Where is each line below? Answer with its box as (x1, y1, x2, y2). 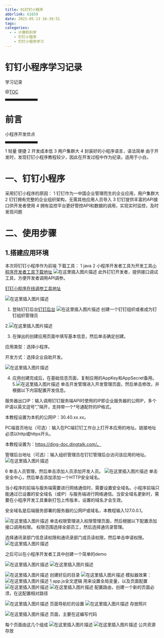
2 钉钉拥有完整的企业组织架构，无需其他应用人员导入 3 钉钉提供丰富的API (5, 196, 154, 202)
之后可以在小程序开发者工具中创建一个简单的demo (5, 551, 107, 557)
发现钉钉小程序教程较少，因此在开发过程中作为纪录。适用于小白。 (18, 154, 151, 160)
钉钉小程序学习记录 (5, 62, 83, 73)
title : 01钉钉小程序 (5, 7, 43, 12)
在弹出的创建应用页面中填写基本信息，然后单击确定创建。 (12, 333, 128, 339)
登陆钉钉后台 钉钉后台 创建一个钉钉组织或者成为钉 (12, 306, 157, 312)
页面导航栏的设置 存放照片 (49, 601, 147, 607)
